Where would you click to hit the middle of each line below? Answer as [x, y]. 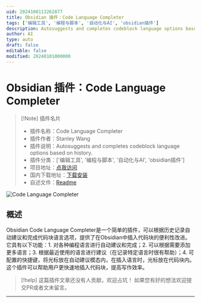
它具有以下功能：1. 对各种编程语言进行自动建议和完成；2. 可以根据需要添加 [98, 245]
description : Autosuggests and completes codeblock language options [95, 28]
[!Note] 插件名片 [41, 118]
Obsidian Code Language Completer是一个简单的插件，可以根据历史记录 [96, 230]
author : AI [20, 34]
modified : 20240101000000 [38, 56]
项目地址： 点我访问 [54, 167]
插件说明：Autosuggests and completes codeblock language [105, 146]
